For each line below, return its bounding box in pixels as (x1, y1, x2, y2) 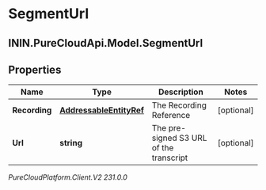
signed (151, 132, 177, 143)
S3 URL (179, 132, 207, 143)
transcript (151, 152, 188, 163)
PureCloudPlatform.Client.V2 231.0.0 (8, 173, 128, 182)
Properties (8, 63, 62, 76)
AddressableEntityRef (59, 104, 145, 116)
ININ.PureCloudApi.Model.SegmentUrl (8, 36, 203, 50)
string (59, 138, 83, 149)
